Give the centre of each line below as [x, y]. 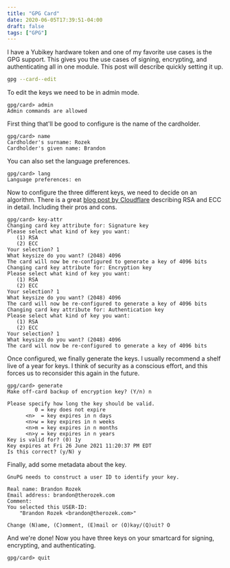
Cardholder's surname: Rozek [49, 143]
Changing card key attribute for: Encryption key [80, 268]
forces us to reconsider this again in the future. [73, 373]
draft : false [26, 26]
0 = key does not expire [70, 410]
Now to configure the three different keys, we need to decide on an [102, 192]
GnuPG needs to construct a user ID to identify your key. [93, 477]
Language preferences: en [44, 180]
